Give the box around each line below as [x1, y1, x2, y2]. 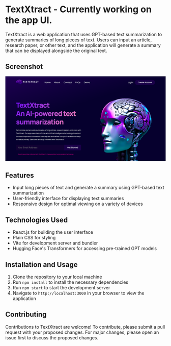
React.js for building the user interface [12, 229, 93, 235]
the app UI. [5, 14, 52, 26]
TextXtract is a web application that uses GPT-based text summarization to [5, 31, 162, 37]
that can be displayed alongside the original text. [5, 47, 107, 54]
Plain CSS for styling [12, 235, 56, 241]
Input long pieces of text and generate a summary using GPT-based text [12, 185, 164, 191]
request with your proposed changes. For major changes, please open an [5, 329, 159, 335]
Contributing [5, 310, 47, 319]
